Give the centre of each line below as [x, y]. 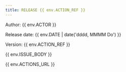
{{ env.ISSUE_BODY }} [29, 54]
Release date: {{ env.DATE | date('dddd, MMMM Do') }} [63, 34]
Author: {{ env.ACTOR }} [31, 25]
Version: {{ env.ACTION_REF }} [38, 44]
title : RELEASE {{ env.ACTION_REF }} [45, 10]
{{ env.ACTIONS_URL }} [30, 64]
